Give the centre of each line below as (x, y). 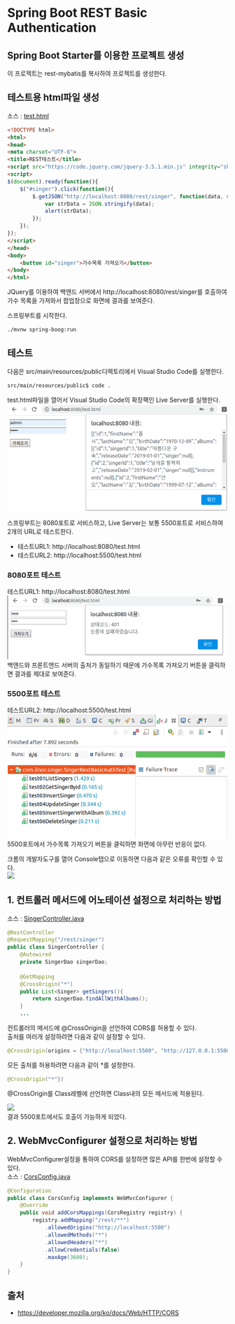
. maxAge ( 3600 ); (67, 1257)
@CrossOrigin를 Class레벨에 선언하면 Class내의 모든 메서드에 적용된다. (106, 1093)
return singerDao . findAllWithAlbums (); (91, 999)
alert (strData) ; (68, 211)
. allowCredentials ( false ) (82, 1250)
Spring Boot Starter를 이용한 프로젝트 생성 (96, 55)
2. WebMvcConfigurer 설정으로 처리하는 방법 (102, 1141)
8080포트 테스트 (34, 575)
